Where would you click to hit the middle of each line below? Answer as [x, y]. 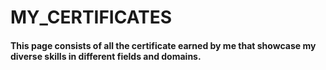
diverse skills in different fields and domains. [106, 56]
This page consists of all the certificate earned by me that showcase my [163, 45]
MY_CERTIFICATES [91, 17]
